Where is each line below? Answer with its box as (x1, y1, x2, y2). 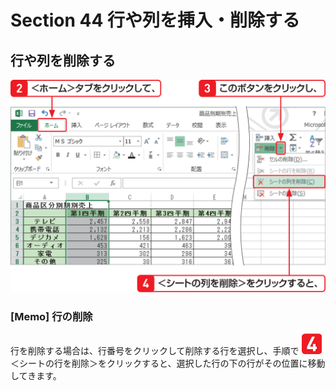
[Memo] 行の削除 (10, 309, 93, 323)
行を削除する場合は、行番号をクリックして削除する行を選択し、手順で (10, 344, 300, 356)
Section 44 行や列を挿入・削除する (10, 9, 301, 32)
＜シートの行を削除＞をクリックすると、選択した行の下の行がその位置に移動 (10, 357, 326, 369)
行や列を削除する (10, 52, 116, 69)
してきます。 (10, 369, 62, 381)
